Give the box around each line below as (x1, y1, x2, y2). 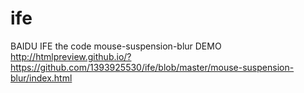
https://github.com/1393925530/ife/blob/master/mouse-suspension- (10, 61, 295, 73)
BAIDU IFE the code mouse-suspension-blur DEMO (10, 40, 222, 52)
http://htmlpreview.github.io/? (10, 50, 132, 62)
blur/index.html (10, 72, 73, 84)
